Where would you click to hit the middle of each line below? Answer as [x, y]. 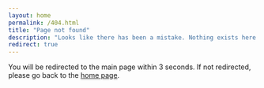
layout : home [30, 15]
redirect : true [33, 45]
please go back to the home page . [64, 75]
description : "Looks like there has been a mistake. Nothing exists [123, 37]
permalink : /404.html [44, 23]
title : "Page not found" [49, 30]
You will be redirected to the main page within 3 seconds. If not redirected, [130, 67]
